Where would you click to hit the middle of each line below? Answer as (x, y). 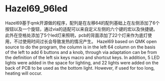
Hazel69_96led (36, 9)
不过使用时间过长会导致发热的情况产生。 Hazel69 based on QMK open (85, 41)
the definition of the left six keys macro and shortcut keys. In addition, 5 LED (82, 57)
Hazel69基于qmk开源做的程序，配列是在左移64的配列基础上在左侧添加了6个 (82, 23)
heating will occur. (24, 73)
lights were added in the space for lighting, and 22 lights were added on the (82, 63)
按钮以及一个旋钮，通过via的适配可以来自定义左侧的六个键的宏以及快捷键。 (82, 29)
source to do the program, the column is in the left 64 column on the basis (80, 47)
